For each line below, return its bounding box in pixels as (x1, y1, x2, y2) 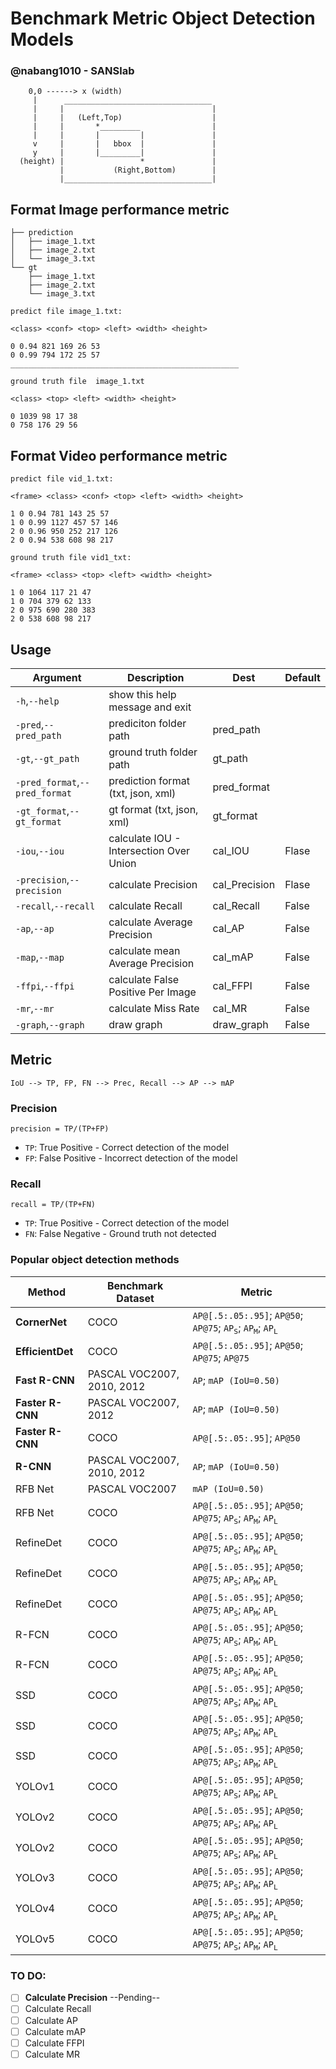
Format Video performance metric (10, 447, 228, 464)
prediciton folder (108, 716, 187, 730)
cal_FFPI (212, 978, 253, 992)
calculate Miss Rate (108, 1001, 200, 1015)
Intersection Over (108, 843, 190, 857)
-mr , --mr (15, 1001, 55, 1015)
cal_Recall (212, 898, 260, 912)
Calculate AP (24, 2014, 78, 2026)
